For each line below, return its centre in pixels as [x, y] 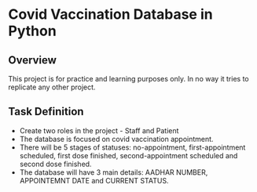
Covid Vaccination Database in [111, 14]
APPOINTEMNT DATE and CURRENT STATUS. [94, 180]
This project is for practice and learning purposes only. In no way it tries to [128, 79]
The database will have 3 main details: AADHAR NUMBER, [114, 172]
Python [32, 31]
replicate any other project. [52, 87]
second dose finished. [55, 164]
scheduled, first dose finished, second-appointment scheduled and [128, 155]
